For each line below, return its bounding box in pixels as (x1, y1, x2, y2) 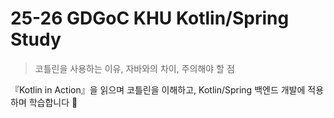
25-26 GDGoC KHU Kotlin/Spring (10, 7, 290, 30)
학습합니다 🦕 (28, 96, 78, 108)
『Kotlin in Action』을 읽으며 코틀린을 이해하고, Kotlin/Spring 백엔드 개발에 (10, 83, 306, 96)
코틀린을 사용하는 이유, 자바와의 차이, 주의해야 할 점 (34, 62, 235, 74)
